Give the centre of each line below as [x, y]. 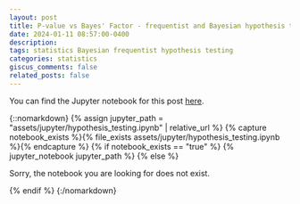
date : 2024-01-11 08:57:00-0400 [69, 34]
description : [33, 42]
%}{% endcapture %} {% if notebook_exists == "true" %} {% [122, 146]
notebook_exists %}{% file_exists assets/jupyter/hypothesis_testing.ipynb [145, 137]
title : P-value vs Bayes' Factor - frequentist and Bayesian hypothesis [147, 26]
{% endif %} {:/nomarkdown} [63, 190]
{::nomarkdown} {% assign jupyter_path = [86, 118]
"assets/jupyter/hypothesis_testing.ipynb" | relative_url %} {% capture [138, 127]
